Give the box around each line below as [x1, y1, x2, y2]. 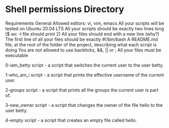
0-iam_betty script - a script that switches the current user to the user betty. [5, 62, 164, 68]
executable [5, 52, 29, 58]
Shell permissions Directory [5, 4, 125, 15]
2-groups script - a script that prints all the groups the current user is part [5, 87, 159, 93]
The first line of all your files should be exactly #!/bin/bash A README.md [5, 36, 158, 42]
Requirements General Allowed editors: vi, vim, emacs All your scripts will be [5, 20, 164, 26]
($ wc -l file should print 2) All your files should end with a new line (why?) [5, 31, 160, 37]
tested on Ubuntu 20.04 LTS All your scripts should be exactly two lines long [5, 25, 164, 31]
